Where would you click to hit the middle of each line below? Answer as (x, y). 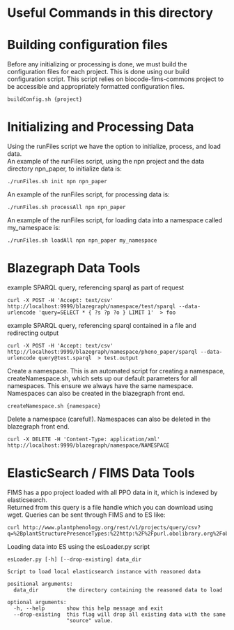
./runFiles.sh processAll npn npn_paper (67, 208)
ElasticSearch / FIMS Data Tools (101, 473)
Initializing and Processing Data (101, 127)
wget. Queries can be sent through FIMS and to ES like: (86, 515)
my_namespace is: (34, 228)
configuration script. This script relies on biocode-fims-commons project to (116, 79)
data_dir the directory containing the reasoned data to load (118, 590)
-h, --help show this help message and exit (88, 608)
